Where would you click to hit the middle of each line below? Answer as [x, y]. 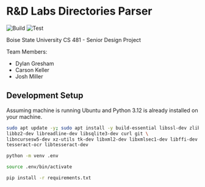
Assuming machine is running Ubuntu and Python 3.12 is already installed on [102, 110]
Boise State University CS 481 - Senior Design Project [74, 40]
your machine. [24, 116]
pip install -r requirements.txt [49, 178]
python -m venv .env [33, 156]
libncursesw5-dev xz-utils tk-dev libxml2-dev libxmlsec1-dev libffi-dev [102, 139]
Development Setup [45, 96]
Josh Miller [29, 76]
